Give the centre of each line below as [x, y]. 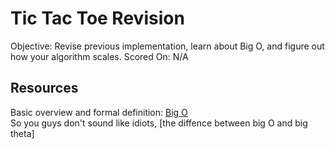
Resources [44, 88]
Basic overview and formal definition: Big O [99, 112]
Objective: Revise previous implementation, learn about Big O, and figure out [167, 46]
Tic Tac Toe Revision [97, 18]
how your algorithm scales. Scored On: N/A [99, 56]
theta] [22, 133]
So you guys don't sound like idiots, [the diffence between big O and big [159, 123]
